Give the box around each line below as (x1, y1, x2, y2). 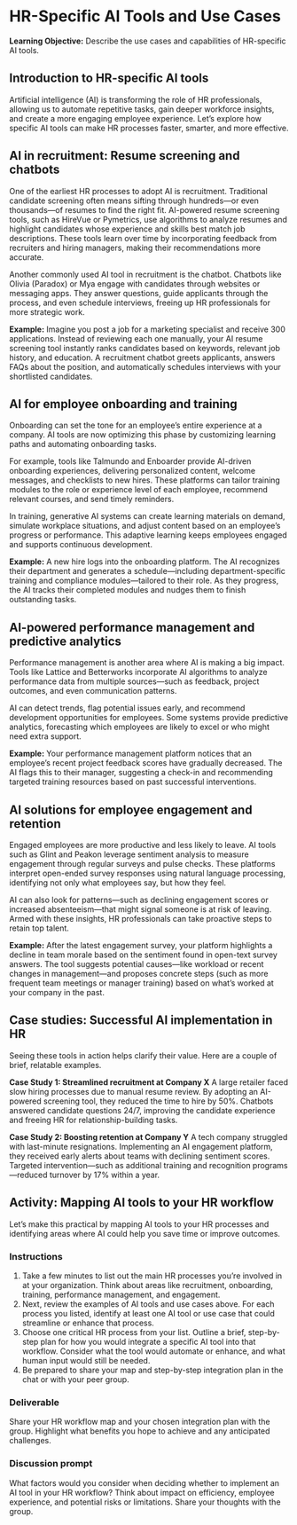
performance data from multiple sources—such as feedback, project (9, 676, 260, 687)
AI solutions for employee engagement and (9, 802, 253, 817)
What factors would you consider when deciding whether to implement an (9, 1477, 280, 1488)
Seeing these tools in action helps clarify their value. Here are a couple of (9, 1049, 277, 1061)
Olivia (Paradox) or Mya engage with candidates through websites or (9, 278, 261, 289)
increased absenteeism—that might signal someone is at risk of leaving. (9, 904, 272, 915)
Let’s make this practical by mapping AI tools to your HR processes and (9, 1218, 270, 1230)
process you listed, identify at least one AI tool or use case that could (21, 1308, 275, 1318)
